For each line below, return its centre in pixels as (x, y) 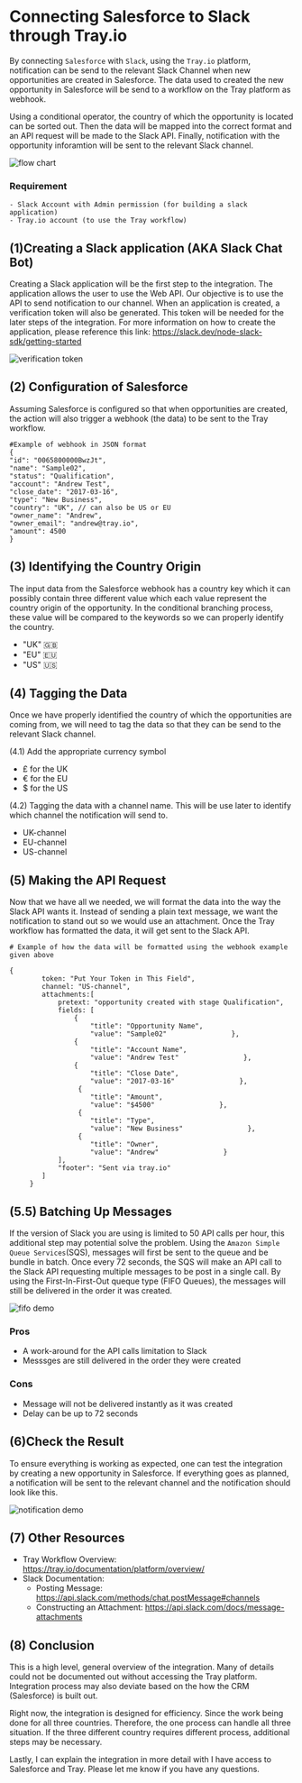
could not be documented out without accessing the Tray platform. (133, 1677)
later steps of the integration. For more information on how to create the (143, 323)
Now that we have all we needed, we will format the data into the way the (145, 902)
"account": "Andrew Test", (60, 484)
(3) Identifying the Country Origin (105, 567)
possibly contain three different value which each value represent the (138, 598)
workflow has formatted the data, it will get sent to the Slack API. (129, 931)
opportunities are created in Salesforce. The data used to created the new (146, 79)
